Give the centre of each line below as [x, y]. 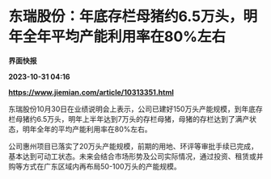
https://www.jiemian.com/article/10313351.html [91, 92]
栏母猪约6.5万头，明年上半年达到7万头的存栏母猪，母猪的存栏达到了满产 [129, 119]
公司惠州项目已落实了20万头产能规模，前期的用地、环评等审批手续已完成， [133, 146]
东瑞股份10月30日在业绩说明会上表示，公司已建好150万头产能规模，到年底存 [135, 109]
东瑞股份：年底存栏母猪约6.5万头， [126, 17]
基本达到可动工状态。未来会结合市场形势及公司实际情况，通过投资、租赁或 [132, 156]
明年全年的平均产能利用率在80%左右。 [87, 129]
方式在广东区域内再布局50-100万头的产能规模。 [102, 166]
